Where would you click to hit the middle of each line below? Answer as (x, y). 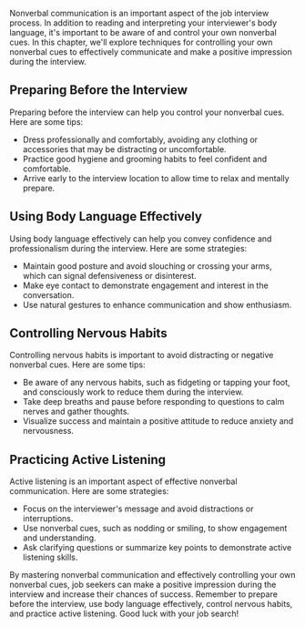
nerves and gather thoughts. (76, 412)
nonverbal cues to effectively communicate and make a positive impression (151, 52)
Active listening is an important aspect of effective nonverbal (124, 481)
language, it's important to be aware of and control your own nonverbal (143, 32)
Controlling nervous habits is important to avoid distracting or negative (142, 355)
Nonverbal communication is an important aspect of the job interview (139, 13)
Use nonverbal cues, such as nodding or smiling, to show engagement (155, 529)
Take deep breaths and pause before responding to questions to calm (153, 402)
